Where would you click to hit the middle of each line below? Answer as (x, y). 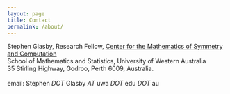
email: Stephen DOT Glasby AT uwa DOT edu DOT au (83, 84)
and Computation (32, 54)
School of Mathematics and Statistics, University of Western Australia (107, 61)
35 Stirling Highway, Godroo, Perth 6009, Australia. (81, 69)
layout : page (26, 14)
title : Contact (29, 20)
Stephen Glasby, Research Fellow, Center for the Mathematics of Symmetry (115, 47)
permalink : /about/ (35, 26)
